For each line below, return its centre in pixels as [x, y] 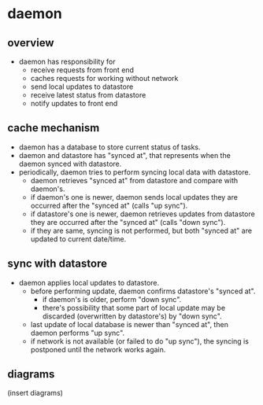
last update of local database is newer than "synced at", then [130, 324]
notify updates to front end [74, 103]
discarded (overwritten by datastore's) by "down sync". [132, 316]
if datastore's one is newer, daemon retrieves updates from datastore [143, 214]
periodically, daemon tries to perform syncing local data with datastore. [135, 172]
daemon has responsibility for [67, 61]
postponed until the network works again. [98, 349]
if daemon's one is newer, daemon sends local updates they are [134, 197]
